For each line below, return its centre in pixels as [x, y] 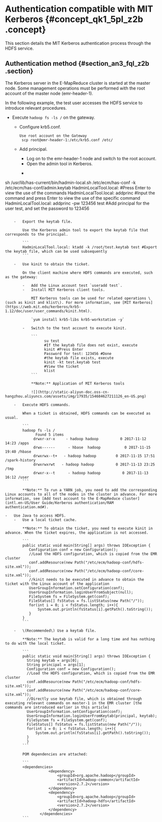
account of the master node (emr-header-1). [49, 93]
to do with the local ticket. [36, 643]
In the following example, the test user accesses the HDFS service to [74, 103]
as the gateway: [21, 277]
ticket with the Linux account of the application [57, 584]
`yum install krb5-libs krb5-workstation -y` [78, 319]
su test [52, 341]
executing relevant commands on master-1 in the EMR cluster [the [73, 703]
